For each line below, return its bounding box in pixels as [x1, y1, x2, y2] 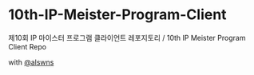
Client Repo [8, 41, 46, 51]
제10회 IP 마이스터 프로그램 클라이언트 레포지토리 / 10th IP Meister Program [8, 33, 246, 42]
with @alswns [8, 57, 54, 67]
